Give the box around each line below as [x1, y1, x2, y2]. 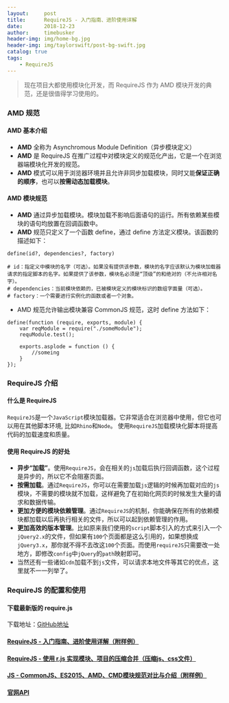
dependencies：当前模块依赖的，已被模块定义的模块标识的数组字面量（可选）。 [13, 285, 206, 292]
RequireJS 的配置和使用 [7, 586, 86, 595]
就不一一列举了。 [23, 567, 72, 575]
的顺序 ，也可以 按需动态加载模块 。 [16, 177, 114, 185]
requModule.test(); [19, 331, 75, 338]
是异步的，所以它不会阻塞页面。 [16, 473, 108, 481]
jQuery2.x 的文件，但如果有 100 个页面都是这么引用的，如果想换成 [16, 532, 199, 540]
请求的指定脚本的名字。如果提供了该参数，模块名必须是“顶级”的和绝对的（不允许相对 [7, 270, 213, 278]
